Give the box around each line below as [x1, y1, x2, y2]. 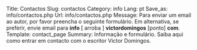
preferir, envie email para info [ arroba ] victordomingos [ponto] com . [6, 24, 180, 31]
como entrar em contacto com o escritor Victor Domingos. [6, 37, 151, 44]
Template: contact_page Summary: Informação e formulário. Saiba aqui [6, 31, 184, 38]
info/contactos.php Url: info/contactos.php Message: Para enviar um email [6, 11, 192, 19]
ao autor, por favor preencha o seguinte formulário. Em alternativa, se [6, 18, 179, 25]
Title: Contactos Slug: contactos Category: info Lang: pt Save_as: [6, 5, 168, 12]
